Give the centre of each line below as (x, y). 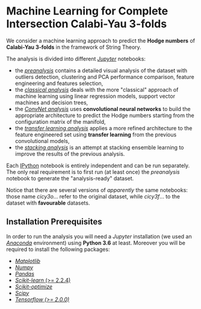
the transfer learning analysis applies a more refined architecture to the (104, 128)
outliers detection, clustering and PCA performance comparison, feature (104, 77)
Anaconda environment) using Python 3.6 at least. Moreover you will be (96, 243)
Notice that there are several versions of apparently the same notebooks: (97, 190)
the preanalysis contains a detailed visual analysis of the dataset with (101, 70)
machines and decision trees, (51, 102)
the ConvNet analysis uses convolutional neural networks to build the (103, 109)
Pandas (25, 273)
